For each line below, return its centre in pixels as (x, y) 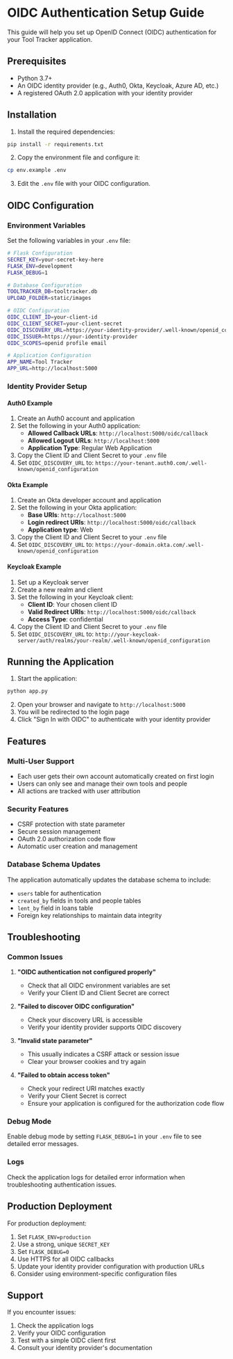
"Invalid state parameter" (55, 1041)
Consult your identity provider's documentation (85, 1348)
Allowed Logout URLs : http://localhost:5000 (93, 440)
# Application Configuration (49, 356)
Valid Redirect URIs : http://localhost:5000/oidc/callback (112, 612)
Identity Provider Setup (47, 386)
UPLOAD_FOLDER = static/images (49, 298)
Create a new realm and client (60, 589)
